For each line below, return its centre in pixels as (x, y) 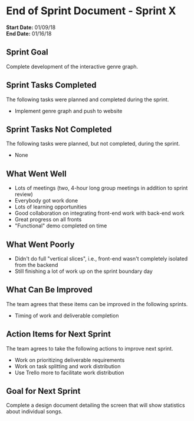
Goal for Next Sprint (43, 391)
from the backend (36, 265)
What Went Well (36, 174)
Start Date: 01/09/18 (31, 27)
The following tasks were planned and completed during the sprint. (88, 99)
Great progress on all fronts (48, 220)
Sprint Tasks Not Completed (59, 129)
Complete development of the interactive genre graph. (72, 66)
